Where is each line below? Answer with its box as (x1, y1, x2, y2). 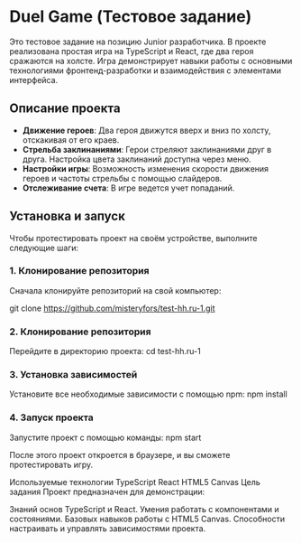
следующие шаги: (9, 242, 79, 253)
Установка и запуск (9, 209, 126, 224)
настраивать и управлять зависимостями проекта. (9, 522, 206, 534)
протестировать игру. (9, 459, 94, 470)
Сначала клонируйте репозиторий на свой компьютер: (9, 285, 222, 295)
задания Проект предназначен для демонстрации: (9, 486, 205, 497)
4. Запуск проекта (9, 411, 95, 424)
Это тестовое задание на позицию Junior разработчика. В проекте (9, 36, 267, 47)
